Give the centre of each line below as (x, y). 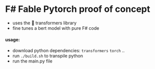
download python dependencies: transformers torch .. (68, 51)
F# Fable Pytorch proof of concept (78, 9)
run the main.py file (32, 61)
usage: (12, 39)
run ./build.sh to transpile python (48, 56)
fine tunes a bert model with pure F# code (56, 28)
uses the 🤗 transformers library (44, 23)
